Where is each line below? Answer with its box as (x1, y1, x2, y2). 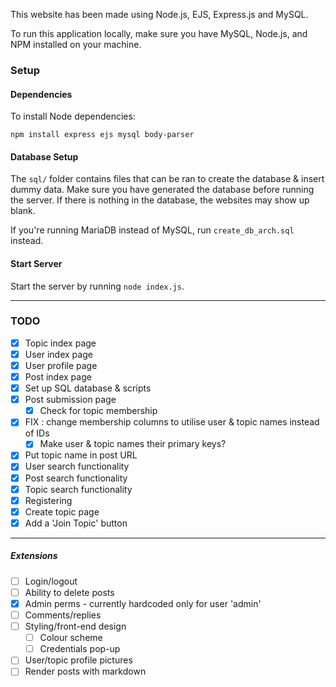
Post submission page (24, 394, 117, 406)
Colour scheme (39, 632, 103, 644)
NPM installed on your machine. (10, 39, 142, 50)
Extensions (10, 550, 58, 562)
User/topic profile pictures (24, 654, 133, 666)
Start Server (10, 257, 63, 269)
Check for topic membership (39, 405, 158, 417)
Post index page (24, 371, 92, 383)
